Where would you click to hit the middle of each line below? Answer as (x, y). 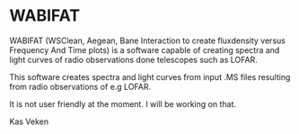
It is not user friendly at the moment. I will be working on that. (123, 103)
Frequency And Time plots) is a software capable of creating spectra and (145, 49)
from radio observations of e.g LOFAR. (80, 86)
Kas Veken (29, 121)
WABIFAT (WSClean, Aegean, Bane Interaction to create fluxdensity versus (147, 40)
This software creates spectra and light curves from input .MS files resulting (150, 76)
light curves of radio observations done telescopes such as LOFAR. (133, 59)
